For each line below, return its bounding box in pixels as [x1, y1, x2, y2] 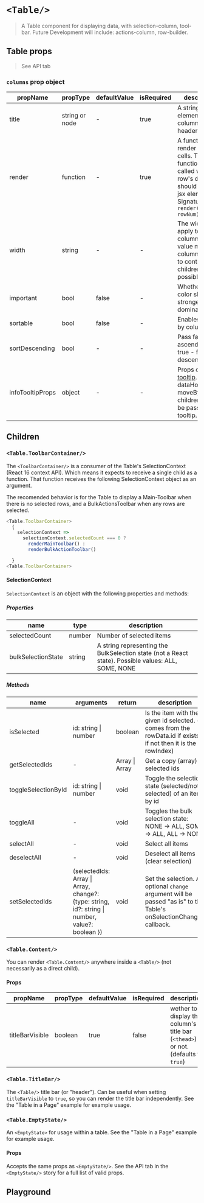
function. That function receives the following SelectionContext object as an [6, 475, 197, 482]
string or [61, 111, 86, 120]
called [177, 167, 195, 175]
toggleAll [9, 818, 35, 826]
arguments [75, 698, 108, 707]
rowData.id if [144, 731, 182, 740]
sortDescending [9, 344, 55, 352]
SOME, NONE [97, 664, 136, 672]
